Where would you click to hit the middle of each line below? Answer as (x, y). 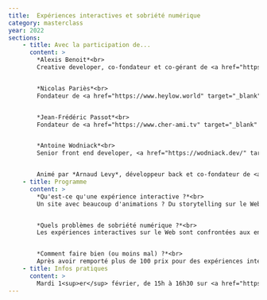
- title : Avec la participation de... (87, 45)
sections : (25, 38)
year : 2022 (26, 30)
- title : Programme (55, 182)
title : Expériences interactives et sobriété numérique (104, 15)
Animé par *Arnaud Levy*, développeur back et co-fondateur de (143, 175)
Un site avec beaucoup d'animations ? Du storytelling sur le (142, 204)
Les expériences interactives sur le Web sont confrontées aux (143, 233)
